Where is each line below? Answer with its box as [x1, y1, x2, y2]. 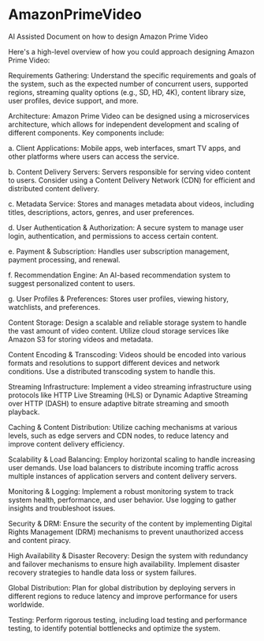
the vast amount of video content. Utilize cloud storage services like [8, 326, 229, 335]
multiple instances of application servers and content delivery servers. [8, 471, 237, 481]
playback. [8, 407, 40, 417]
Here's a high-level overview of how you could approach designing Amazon [8, 47, 255, 56]
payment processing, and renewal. [8, 255, 121, 264]
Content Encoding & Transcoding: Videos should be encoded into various [8, 349, 247, 359]
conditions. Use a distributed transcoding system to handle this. [8, 366, 215, 376]
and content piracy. [8, 535, 71, 545]
